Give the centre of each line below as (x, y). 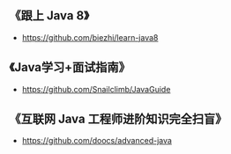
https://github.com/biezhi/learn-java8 (90, 37)
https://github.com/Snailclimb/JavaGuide (96, 89)
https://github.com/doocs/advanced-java (97, 141)
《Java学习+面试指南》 (70, 67)
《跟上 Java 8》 (49, 16)
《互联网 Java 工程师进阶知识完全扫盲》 (118, 119)
